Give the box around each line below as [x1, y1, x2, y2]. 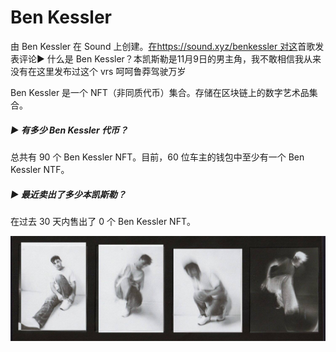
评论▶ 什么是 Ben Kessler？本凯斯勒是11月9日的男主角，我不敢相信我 [18, 52, 304, 65]
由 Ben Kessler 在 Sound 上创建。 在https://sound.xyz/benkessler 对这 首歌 [10, 40, 316, 52]
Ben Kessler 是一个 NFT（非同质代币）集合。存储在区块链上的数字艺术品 [10, 86, 310, 98]
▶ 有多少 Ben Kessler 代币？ [10, 124, 129, 136]
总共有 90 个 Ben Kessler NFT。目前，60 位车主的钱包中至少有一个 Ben [10, 151, 305, 163]
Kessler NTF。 [10, 163, 70, 175]
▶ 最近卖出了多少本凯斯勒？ [10, 188, 127, 200]
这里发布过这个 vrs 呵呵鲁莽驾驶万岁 [36, 65, 187, 77]
